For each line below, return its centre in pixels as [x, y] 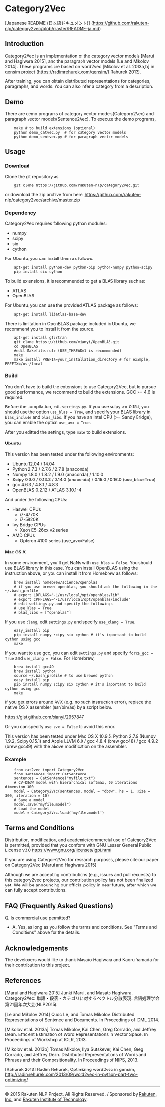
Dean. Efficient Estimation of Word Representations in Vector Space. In [77, 1034]
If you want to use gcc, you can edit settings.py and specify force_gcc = [79, 653]
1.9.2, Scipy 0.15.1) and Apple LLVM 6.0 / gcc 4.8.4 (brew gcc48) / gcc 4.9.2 [82, 741]
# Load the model [32, 809]
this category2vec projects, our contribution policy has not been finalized [79, 880]
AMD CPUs [24, 535]
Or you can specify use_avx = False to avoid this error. [60, 727]
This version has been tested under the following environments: [69, 454]
